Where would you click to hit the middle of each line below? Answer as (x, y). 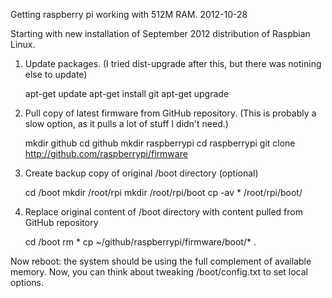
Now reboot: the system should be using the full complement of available (161, 261)
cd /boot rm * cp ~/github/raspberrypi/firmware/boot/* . (140, 242)
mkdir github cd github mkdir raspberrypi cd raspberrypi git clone (160, 143)
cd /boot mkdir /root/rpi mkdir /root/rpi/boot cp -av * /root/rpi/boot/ (163, 192)
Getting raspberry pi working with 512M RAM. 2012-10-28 (129, 14)
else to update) (56, 74)
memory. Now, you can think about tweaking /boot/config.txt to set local (159, 272)
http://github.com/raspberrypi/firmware (106, 153)
